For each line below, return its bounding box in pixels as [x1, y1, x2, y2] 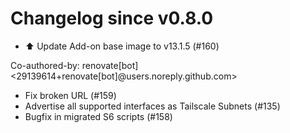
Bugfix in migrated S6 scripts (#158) [24, 110, 173, 122]
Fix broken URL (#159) [24, 89, 117, 101]
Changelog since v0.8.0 [10, 7, 214, 30]
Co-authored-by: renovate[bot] [10, 59, 139, 71]
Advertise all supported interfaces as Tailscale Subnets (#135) [24, 100, 281, 112]
